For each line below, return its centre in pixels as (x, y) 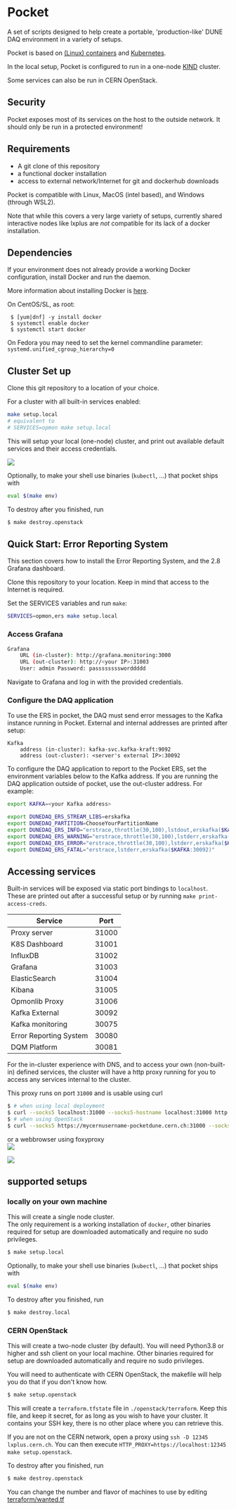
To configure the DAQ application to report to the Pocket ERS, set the (107, 769)
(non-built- (210, 1065)
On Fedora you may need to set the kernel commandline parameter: (105, 343)
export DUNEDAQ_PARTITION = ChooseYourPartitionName (83, 824)
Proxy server (32, 932)
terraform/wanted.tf (36, 1499)
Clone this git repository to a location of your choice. (83, 388)
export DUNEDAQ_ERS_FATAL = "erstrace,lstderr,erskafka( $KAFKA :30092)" (111, 849)
